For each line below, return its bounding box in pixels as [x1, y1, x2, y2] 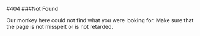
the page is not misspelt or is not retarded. [6, 23, 113, 30]
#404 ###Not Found [6, 5, 59, 12]
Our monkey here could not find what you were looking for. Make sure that [6, 17, 194, 23]
